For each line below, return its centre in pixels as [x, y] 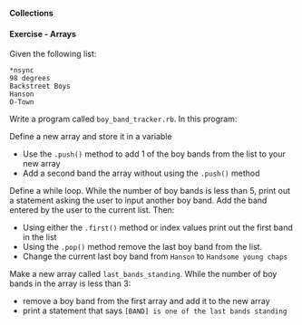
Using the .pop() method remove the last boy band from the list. [142, 247]
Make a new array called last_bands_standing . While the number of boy [143, 274]
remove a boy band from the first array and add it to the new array [146, 301]
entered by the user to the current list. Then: [92, 210]
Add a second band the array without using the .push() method [141, 173]
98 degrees [30, 79]
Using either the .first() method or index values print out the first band [157, 228]
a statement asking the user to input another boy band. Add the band [138, 201]
